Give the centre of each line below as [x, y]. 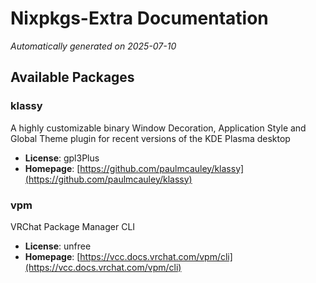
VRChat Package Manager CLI [73, 226]
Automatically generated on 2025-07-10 [93, 46]
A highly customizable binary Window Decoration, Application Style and [158, 128]
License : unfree [58, 246]
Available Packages [72, 77]
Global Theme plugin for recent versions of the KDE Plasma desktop [150, 138]
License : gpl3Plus [62, 158]
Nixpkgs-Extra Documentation [139, 18]
